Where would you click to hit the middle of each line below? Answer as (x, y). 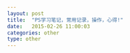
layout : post (26, 13)
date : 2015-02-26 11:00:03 (49, 26)
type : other (24, 39)
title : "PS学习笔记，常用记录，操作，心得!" (65, 20)
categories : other (33, 33)
